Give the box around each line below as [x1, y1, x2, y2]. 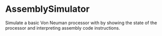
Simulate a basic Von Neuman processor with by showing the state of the [5, 20, 157, 26]
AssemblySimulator [5, 3, 90, 15]
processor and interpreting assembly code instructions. [5, 25, 120, 31]
